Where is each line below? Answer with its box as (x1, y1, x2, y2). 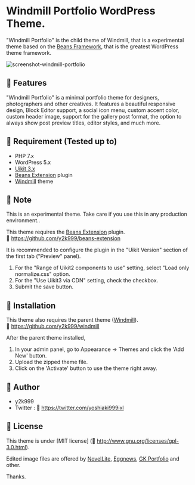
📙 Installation (6, 300, 56, 310)
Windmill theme (14, 178, 54, 185)
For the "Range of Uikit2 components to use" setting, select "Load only (14, 264, 190, 272)
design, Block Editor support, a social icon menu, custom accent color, (6, 106, 179, 114)
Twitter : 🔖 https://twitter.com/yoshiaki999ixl (14, 404, 124, 411)
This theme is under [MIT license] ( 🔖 (6, 437, 96, 444)
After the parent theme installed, (6, 334, 86, 341)
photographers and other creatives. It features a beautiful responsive (6, 100, 176, 107)
